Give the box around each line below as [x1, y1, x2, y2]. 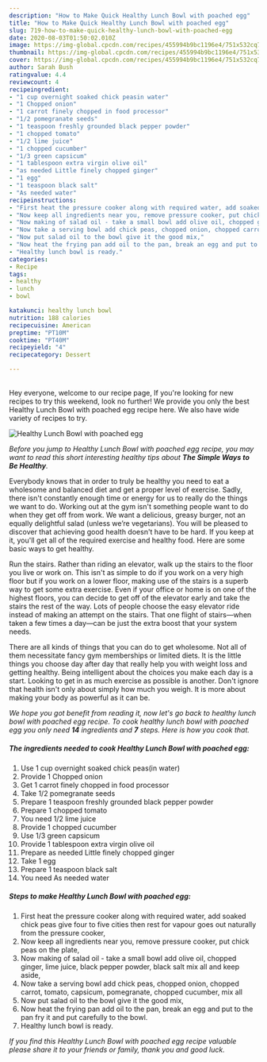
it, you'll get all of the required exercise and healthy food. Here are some [9, 535, 245, 545]
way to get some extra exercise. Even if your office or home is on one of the [9, 585, 257, 594]
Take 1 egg [20, 855, 56, 866]
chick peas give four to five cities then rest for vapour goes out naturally [20, 919, 257, 929]
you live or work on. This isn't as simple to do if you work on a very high [9, 568, 244, 577]
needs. [9, 627, 32, 636]
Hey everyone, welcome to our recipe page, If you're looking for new [9, 388, 234, 397]
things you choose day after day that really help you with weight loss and [9, 659, 248, 668]
